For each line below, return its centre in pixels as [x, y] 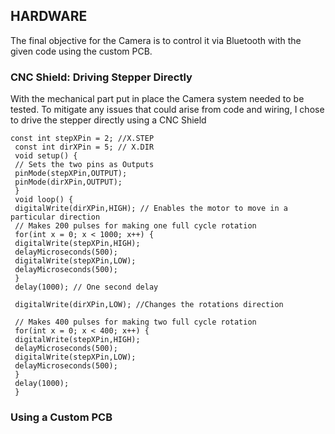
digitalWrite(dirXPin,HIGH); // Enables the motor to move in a [151, 209]
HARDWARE [49, 16]
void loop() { [44, 200]
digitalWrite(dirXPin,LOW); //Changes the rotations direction [149, 305]
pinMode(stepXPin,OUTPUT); [71, 174]
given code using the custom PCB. [81, 51]
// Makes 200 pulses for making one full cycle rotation [135, 226]
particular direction [55, 217]
